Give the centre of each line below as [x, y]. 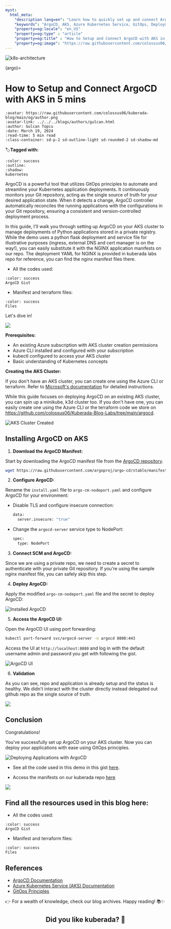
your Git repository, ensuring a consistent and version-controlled [73, 211]
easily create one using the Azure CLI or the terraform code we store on [81, 407]
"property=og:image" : [37, 43]
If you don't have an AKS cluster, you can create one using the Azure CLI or [84, 381]
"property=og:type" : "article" [49, 34]
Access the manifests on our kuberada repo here [64, 777]
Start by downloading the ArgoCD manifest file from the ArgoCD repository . [84, 461]
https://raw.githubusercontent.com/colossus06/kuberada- [87, 113]
